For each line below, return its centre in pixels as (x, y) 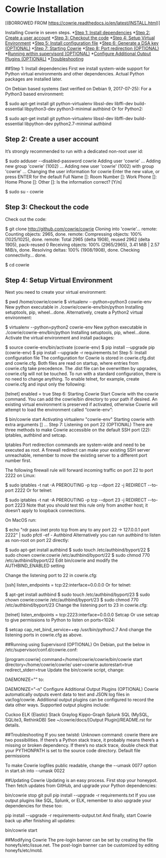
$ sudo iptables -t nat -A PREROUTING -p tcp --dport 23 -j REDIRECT (76, 500)
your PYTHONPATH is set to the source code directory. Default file (73, 751)
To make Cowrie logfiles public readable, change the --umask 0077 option (81, 766)
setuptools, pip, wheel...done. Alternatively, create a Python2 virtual (74, 312)
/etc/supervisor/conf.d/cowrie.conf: (41, 650)
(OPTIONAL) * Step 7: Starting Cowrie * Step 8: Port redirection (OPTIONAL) (82, 48)
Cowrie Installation (45, 9)
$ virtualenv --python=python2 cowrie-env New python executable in (76, 327)
